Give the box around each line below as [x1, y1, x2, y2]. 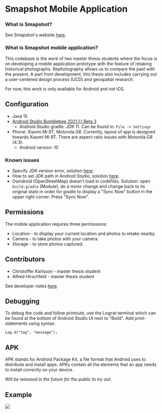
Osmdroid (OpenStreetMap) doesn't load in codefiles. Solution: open [12, 178, 150, 184]
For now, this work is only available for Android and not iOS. [5, 86, 125, 92]
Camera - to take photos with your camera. [12, 235, 99, 241]
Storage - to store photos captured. [12, 241, 84, 247]
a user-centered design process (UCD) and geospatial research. [5, 76, 134, 82]
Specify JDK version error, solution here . [12, 168, 94, 174]
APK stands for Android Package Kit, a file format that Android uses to [5, 357, 146, 362]
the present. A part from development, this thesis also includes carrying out [5, 71, 157, 77]
